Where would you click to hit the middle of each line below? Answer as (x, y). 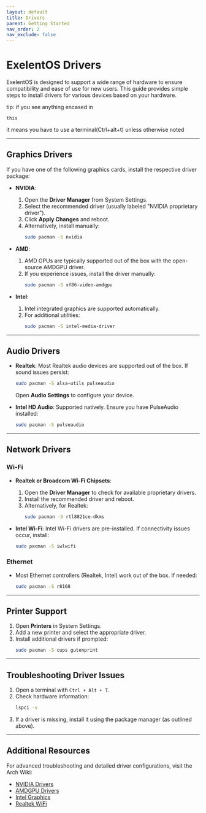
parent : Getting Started (38, 23)
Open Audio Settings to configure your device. (75, 395)
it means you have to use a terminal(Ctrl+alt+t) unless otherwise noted (95, 130)
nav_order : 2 (23, 29)
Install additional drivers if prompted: (62, 639)
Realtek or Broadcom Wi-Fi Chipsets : (63, 480)
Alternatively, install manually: (62, 226)
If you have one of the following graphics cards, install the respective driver (102, 169)
